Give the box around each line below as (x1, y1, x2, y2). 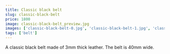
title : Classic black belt (5, 7, 62, 12)
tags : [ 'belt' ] (5, 30, 37, 35)
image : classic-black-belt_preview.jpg (5, 21, 90, 26)
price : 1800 (5, 16, 30, 21)
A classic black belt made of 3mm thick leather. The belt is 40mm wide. (5, 44, 154, 50)
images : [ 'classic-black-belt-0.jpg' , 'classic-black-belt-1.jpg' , (5, 26, 151, 31)
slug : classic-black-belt (5, 12, 60, 17)
